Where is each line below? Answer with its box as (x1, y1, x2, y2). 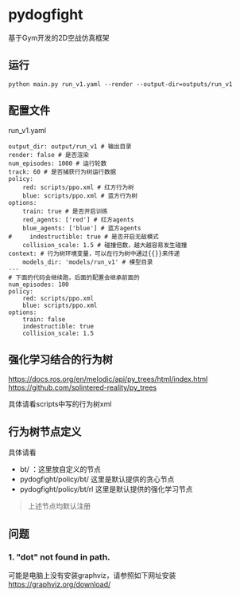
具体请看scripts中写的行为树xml (8, 399, 112, 409)
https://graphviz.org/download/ (8, 579, 111, 589)
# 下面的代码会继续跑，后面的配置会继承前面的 (8, 273, 141, 281)
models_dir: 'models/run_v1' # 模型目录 (22, 257, 153, 266)
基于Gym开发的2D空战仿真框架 (8, 33, 110, 42)
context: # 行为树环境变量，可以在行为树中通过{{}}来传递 (8, 249, 180, 257)
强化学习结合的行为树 (8, 352, 113, 366)
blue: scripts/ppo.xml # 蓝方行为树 (22, 191, 137, 200)
